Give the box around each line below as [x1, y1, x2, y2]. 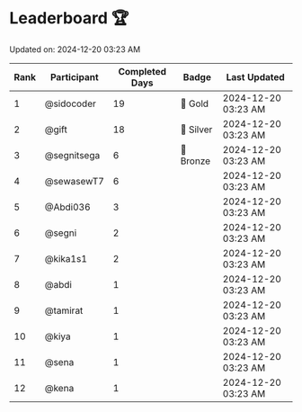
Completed [118, 65, 167, 77]
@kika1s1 [44, 252, 88, 264]
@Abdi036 [44, 201, 92, 213]
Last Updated [226, 70, 285, 83]
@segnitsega [44, 148, 101, 161]
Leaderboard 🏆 [9, 8, 129, 29]
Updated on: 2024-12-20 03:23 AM [9, 43, 141, 55]
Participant [49, 70, 99, 83]
